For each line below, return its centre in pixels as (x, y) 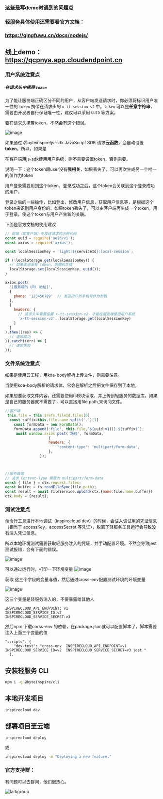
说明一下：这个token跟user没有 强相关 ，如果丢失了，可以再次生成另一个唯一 (81, 169)
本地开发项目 (24, 698)
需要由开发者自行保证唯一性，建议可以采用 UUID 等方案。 (62, 113)
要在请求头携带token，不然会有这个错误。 (47, 123)
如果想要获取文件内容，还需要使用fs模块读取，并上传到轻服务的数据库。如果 (81, 396)
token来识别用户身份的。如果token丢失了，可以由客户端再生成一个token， (79, 208)
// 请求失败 (20, 346)
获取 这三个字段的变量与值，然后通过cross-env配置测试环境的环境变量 (75, 580)
